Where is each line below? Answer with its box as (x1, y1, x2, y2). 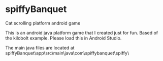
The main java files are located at (5, 44, 75, 50)
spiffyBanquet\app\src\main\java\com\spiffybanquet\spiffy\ (5, 50, 129, 56)
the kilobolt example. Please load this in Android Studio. (5, 35, 122, 41)
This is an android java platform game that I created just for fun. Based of (5, 29, 158, 35)
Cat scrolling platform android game (5, 20, 81, 26)
